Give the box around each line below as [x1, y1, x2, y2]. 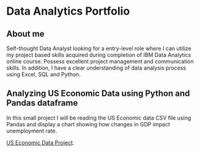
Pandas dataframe [6, 98, 78, 108]
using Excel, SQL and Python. [6, 71, 81, 78]
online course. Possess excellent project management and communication [6, 58, 194, 65]
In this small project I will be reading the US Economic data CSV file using [6, 114, 191, 121]
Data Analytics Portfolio [6, 4, 130, 18]
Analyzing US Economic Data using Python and [6, 89, 190, 99]
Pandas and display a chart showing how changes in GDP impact [6, 120, 170, 128]
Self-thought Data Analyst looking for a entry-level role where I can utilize [6, 45, 191, 52]
